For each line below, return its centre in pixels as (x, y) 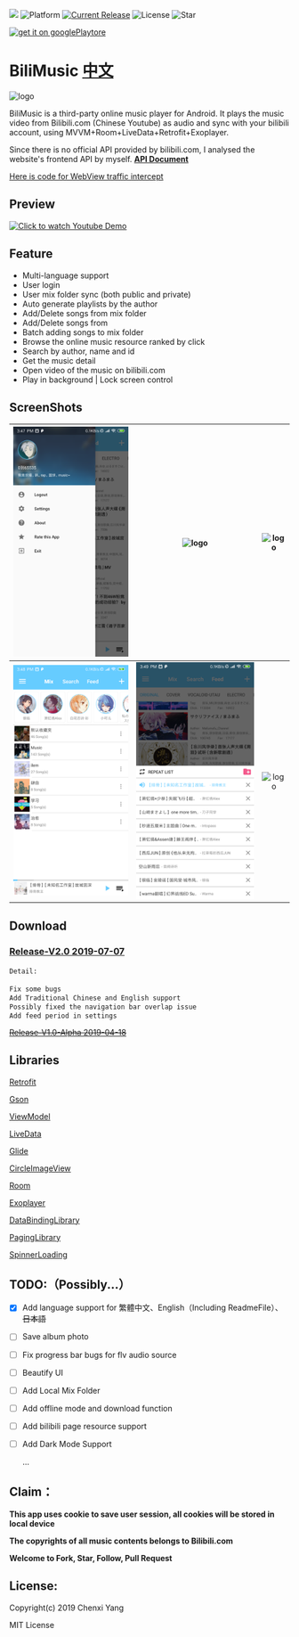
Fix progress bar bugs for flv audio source (99, 1355)
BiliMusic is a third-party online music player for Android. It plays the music (147, 113)
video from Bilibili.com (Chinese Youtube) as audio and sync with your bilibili (149, 123)
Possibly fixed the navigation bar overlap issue (103, 1007)
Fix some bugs (36, 989)
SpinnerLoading (39, 1254)
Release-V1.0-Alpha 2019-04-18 (68, 1032)
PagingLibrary (35, 1237)
